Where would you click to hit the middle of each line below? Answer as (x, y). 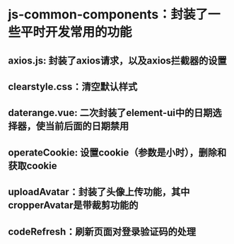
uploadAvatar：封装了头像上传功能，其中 (99, 192)
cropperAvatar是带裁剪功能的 (73, 205)
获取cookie (33, 166)
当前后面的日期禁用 (87, 126)
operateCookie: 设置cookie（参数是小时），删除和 (117, 152)
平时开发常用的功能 (77, 32)
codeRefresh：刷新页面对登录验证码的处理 (102, 232)
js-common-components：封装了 (108, 14)
